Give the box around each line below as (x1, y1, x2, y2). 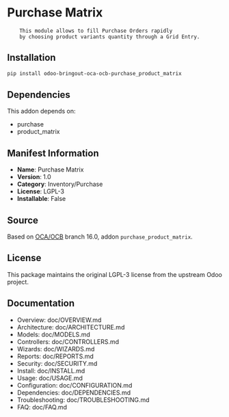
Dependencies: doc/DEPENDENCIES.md (16, 388, 131, 396)
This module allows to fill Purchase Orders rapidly (19, 27, 173, 34)
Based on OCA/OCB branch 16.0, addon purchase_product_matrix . (7, 232, 193, 241)
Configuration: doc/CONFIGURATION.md (16, 381, 133, 389)
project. (7, 278, 29, 286)
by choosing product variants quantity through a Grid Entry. (19, 33, 200, 40)
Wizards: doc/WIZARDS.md (16, 345, 95, 353)
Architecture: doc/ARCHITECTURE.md (16, 323, 125, 331)
